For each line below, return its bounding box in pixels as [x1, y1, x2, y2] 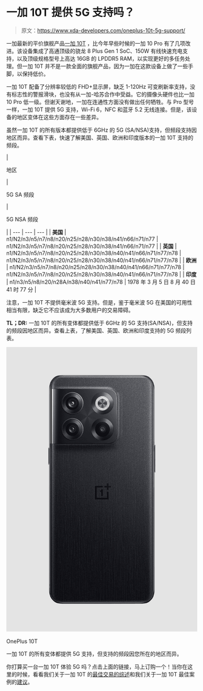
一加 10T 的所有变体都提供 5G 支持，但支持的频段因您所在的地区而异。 [6, 650, 183, 657]
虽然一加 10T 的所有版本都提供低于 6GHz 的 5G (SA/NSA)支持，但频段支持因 [6, 126, 197, 134]
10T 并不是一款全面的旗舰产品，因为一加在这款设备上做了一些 [34, 62, 188, 70]
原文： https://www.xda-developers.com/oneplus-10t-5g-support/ [21, 27, 186, 34]
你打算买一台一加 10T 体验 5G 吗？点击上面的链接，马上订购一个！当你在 [6, 663, 188, 670]
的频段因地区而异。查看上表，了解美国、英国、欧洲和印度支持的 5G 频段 [6, 326, 187, 334]
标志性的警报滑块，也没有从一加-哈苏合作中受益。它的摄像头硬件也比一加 [11, 91, 195, 98]
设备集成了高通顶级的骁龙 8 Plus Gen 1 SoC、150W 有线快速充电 [22, 47, 183, 55]
